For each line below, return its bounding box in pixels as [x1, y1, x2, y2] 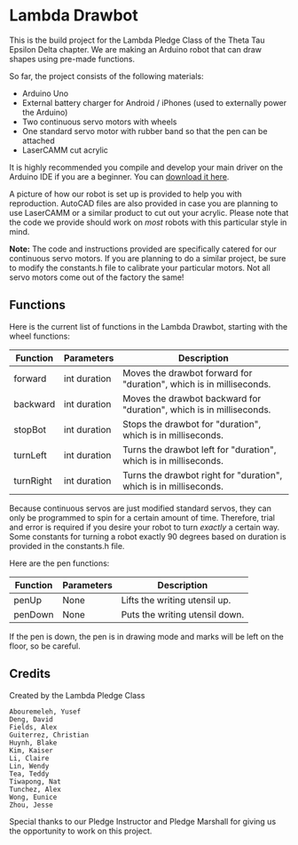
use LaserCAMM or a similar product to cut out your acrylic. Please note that [9, 207, 289, 218]
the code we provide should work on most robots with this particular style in [9, 217, 287, 227]
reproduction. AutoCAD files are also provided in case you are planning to [9, 197, 278, 209]
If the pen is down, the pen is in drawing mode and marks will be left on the [9, 631, 284, 642]
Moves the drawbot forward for [122, 366, 253, 379]
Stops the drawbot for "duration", [122, 418, 262, 430]
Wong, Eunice [9, 793, 58, 801]
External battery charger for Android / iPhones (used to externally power [21, 97, 287, 108]
